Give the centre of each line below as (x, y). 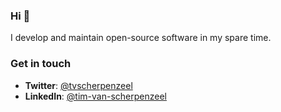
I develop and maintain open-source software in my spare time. (141, 38)
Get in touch (41, 64)
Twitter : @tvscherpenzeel (78, 85)
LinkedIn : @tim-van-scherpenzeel (95, 96)
